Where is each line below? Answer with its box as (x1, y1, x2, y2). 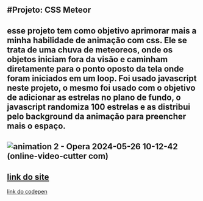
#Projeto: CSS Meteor (7, 5, 91, 15)
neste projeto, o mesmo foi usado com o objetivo (7, 82, 196, 93)
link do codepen (7, 188, 48, 195)
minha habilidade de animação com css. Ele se (7, 35, 188, 45)
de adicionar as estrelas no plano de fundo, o (7, 92, 182, 102)
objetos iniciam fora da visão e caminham (7, 54, 168, 65)
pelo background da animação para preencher (7, 111, 187, 121)
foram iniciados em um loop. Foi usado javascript (7, 73, 197, 83)
